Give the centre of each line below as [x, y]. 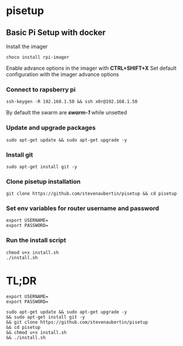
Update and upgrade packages [51, 128]
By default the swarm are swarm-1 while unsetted [67, 113]
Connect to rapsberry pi [41, 89]
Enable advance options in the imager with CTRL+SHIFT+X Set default [91, 68]
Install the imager [27, 46]
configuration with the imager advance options [62, 74]
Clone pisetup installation [43, 181]
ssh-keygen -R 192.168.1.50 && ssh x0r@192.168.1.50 [72, 102]
